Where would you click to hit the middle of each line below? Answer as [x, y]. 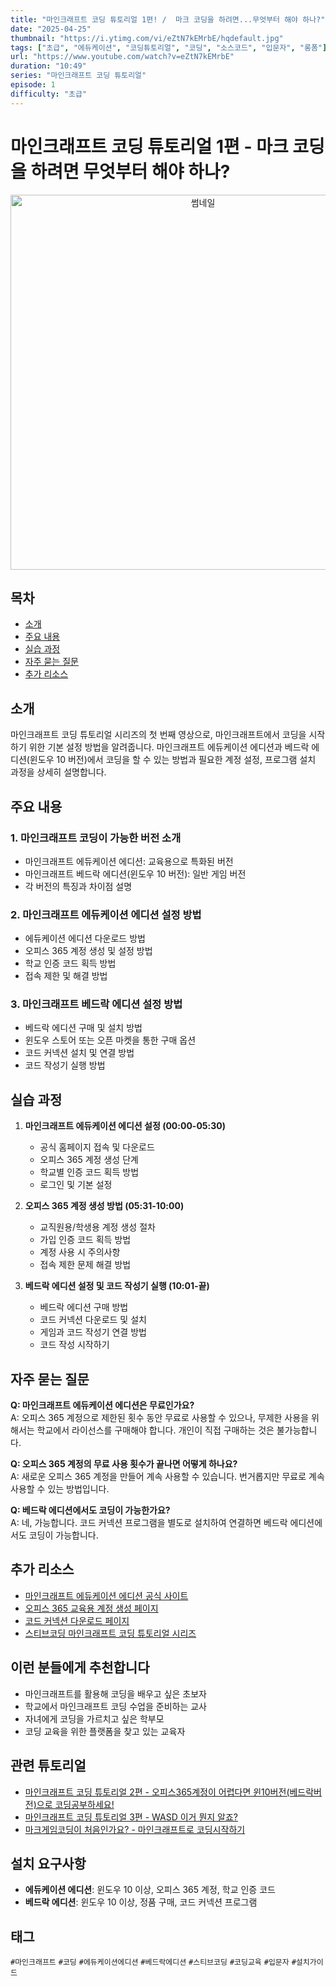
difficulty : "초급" [49, 94]
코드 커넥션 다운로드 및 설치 [93, 1320]
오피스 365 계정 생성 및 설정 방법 [88, 951]
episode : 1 [33, 85]
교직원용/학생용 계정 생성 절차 [97, 1227]
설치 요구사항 [48, 1863]
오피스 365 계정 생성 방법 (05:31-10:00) [104, 1206]
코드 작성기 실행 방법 [65, 1065]
